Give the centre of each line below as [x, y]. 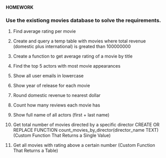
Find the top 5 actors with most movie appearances [67, 66]
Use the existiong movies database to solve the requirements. [84, 20]
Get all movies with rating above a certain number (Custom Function [84, 145]
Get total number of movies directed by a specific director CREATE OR [86, 125]
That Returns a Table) [36, 150]
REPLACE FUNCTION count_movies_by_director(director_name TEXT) [86, 130]
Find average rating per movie [45, 31]
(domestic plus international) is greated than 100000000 [72, 46]
